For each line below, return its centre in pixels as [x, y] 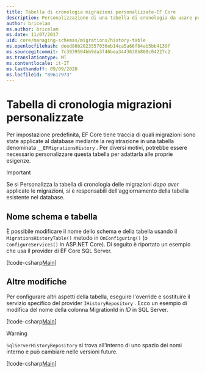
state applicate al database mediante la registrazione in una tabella [90, 141]
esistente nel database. [36, 198]
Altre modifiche [37, 282]
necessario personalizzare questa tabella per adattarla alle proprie [90, 154]
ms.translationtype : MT [37, 57]
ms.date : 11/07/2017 [33, 35]
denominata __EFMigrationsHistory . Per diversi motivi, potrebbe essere [97, 148]
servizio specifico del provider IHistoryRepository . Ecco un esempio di [97, 303]
